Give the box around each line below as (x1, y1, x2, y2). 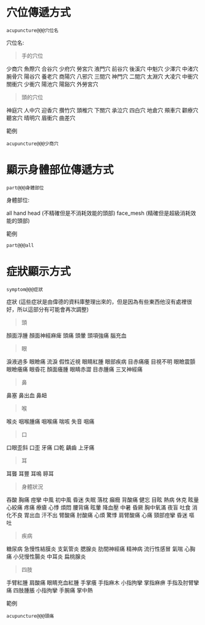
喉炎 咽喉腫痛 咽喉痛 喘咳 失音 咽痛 (6, 417, 95, 425)
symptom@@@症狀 (6, 286, 43, 292)
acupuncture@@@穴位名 (6, 27, 59, 34)
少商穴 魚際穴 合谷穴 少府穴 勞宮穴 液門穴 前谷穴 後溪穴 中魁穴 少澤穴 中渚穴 (6, 65, 199, 72)
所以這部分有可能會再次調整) (17, 305, 89, 313)
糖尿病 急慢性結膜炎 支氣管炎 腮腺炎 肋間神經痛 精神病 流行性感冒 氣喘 (6, 545, 184, 553)
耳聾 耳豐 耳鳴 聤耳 (6, 470, 54, 477)
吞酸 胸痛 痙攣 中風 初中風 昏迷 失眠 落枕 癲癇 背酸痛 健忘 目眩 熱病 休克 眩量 (6, 495, 199, 503)
